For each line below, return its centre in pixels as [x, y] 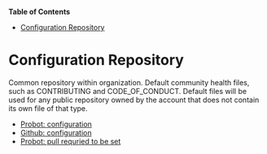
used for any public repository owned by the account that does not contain [134, 100]
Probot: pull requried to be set [70, 141]
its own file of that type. [48, 108]
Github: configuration [56, 132]
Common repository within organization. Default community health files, [129, 82]
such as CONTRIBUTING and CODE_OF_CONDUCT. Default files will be [127, 91]
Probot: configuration [56, 124]
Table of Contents [39, 12]
